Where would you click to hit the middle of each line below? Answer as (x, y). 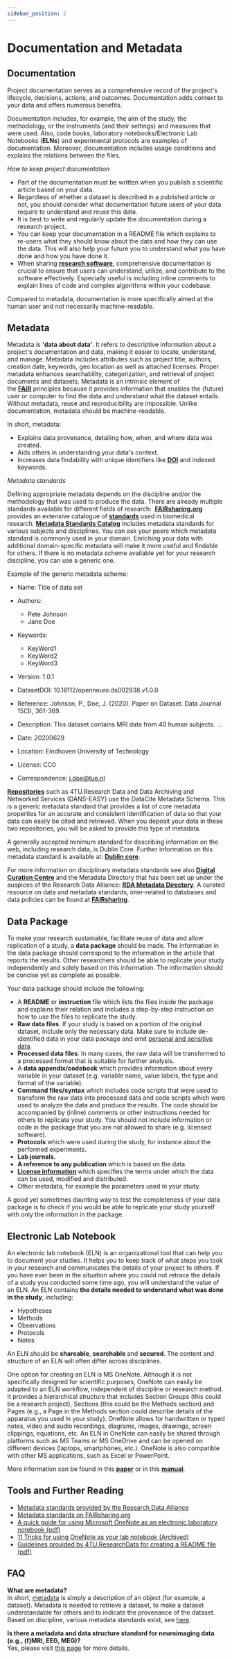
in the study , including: (41, 1298)
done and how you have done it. (63, 256)
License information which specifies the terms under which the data (115, 1172)
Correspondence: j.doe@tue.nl (61, 779)
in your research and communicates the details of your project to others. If (113, 1268)
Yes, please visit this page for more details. (69, 1648)
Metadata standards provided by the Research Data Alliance (103, 1507)
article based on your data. (56, 189)
